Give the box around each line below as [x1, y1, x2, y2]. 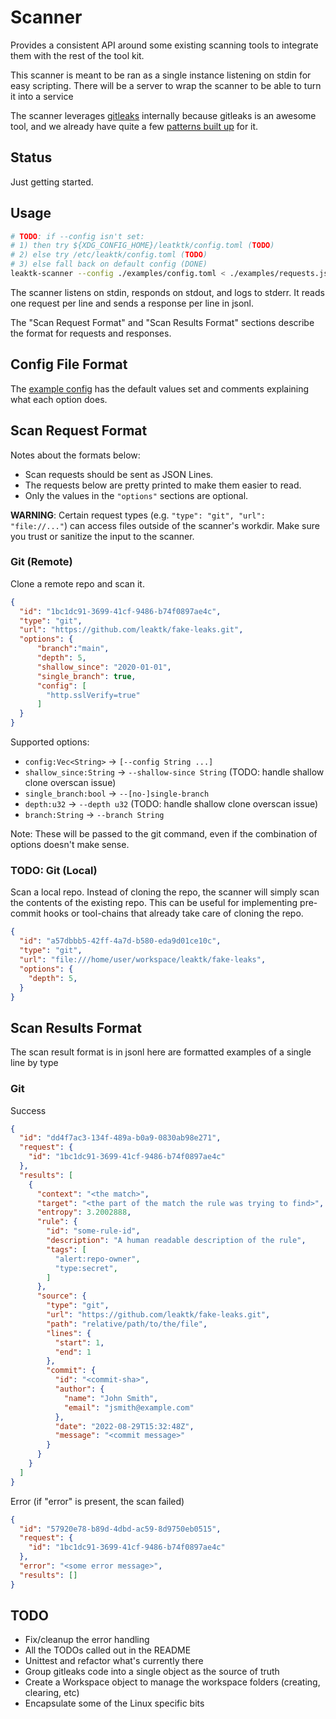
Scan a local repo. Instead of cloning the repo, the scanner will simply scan [10, 886, 320, 898]
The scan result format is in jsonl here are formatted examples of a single [10, 1046, 312, 1058]
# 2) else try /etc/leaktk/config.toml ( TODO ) [10, 250, 208, 260]
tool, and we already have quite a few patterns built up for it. [10, 120, 259, 132]
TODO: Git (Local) [10, 864, 98, 878]
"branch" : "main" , [36, 644, 110, 654]
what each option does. [10, 393, 108, 405]
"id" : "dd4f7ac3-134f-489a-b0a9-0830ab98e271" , [19, 1133, 222, 1143]
